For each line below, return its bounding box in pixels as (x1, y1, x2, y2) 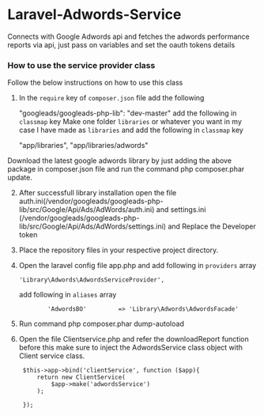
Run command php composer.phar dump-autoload (18, 319, 185, 329)
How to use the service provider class (7, 59, 156, 70)
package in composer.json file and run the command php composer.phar (7, 165, 245, 174)
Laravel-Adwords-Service (7, 6, 182, 24)
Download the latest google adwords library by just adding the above (7, 156, 232, 165)
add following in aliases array (18, 290, 117, 300)
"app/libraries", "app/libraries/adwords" (18, 141, 149, 150)
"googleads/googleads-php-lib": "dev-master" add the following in (18, 108, 237, 118)
